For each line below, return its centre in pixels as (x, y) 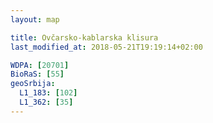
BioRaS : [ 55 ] (37, 74)
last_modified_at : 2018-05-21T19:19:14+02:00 (106, 47)
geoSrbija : (33, 84)
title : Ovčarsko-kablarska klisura (84, 37)
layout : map (35, 19)
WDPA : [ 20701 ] (40, 65)
